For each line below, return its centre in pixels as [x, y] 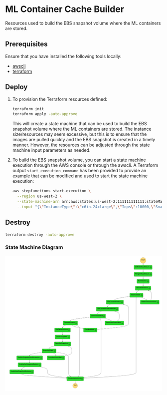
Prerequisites [26, 44]
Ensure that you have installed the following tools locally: [63, 56]
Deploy [16, 87]
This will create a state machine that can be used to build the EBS [80, 124]
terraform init [28, 109]
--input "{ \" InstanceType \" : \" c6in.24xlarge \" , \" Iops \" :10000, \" [86, 207]
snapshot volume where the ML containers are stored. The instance [82, 129]
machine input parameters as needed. [51, 150]
